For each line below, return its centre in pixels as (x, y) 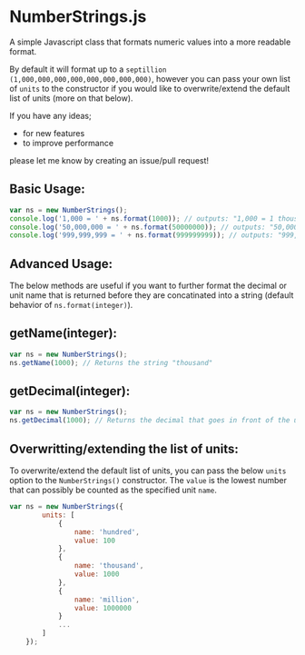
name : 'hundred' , (107, 532)
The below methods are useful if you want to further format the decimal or (148, 286)
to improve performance (68, 143)
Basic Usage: (47, 189)
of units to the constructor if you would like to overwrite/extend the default (150, 88)
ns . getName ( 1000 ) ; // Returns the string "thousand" (111, 362)
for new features (54, 133)
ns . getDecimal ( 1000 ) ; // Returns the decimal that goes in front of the (150, 421)
